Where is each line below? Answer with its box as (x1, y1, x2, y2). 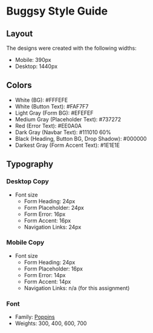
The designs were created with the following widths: (6, 44, 137, 52)
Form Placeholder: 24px (24, 204, 85, 211)
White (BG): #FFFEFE (15, 96, 68, 104)
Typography (6, 159, 53, 169)
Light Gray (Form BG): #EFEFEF (15, 109, 94, 116)
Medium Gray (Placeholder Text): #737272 (15, 115, 122, 123)
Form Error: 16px (24, 210, 66, 218)
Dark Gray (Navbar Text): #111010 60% (15, 129, 111, 136)
